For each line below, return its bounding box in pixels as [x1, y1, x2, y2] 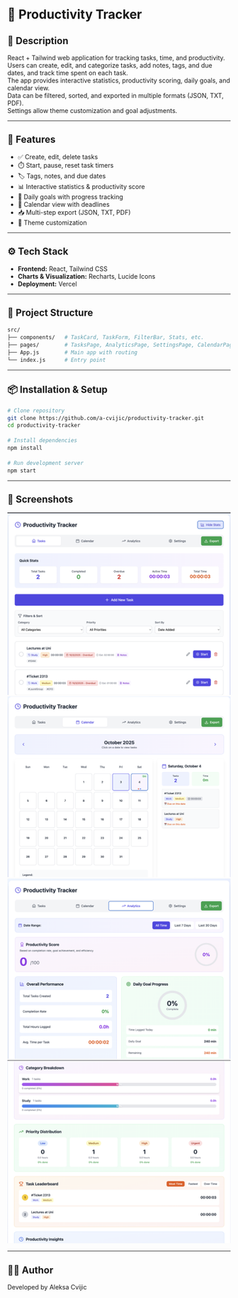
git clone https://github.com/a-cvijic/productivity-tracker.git [7, 414, 204, 422]
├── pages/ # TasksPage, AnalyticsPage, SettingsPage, [7, 341, 195, 349]
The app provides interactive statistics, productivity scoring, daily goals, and [7, 76, 230, 85]
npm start [7, 467, 37, 474]
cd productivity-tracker [7, 422, 81, 429]
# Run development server [7, 459, 84, 466]
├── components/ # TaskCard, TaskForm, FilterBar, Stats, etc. [7, 334, 204, 341]
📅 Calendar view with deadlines [17, 200, 110, 208]
